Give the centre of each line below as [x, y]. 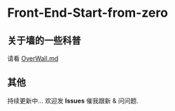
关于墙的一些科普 [44, 40]
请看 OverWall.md [33, 58]
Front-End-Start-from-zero [87, 13]
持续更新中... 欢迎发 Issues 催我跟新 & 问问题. [73, 101]
